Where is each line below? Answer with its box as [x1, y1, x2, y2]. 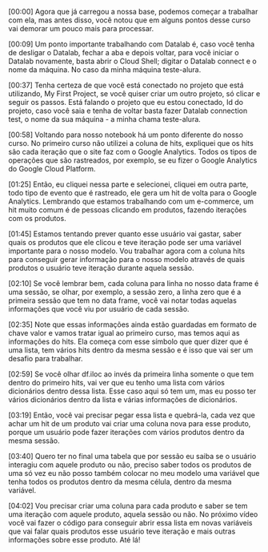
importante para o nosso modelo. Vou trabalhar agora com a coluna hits [8, 246, 246, 256]
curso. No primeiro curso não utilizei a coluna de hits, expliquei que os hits [8, 139, 254, 147]
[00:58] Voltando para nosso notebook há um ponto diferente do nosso [8, 130, 244, 139]
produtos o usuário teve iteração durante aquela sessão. [8, 264, 194, 272]
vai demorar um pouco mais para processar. [8, 24, 154, 33]
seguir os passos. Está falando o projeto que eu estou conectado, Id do [8, 98, 244, 107]
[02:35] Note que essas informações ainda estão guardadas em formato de [8, 320, 258, 329]
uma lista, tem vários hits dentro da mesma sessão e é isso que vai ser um [8, 345, 254, 355]
